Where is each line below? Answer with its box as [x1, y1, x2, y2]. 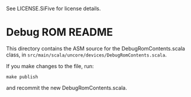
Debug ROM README [6, 26, 114, 39]
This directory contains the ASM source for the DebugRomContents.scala [6, 45, 185, 52]
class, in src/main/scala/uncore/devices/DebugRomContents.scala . [6, 51, 167, 58]
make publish [6, 73, 38, 80]
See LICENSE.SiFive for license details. [6, 5, 101, 12]
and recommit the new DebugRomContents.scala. [6, 84, 127, 91]
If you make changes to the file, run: [6, 62, 94, 69]
